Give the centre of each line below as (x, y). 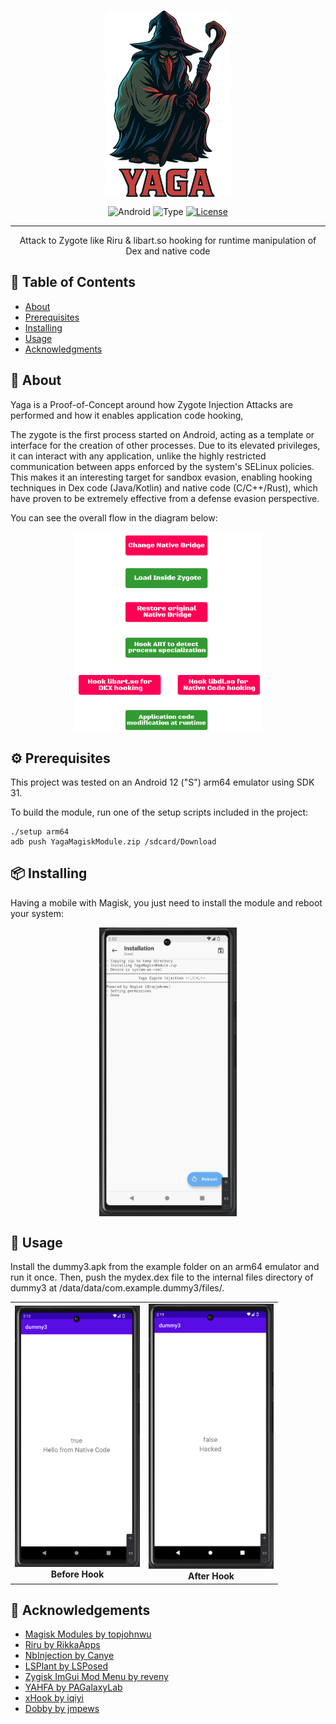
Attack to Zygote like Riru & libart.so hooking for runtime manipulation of (168, 240)
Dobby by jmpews (62, 1709)
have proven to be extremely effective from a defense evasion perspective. (165, 498)
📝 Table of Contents (73, 282)
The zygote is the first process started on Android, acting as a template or (162, 434)
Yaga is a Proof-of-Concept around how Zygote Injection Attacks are (151, 404)
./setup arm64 (40, 832)
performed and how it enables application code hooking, (127, 415)
